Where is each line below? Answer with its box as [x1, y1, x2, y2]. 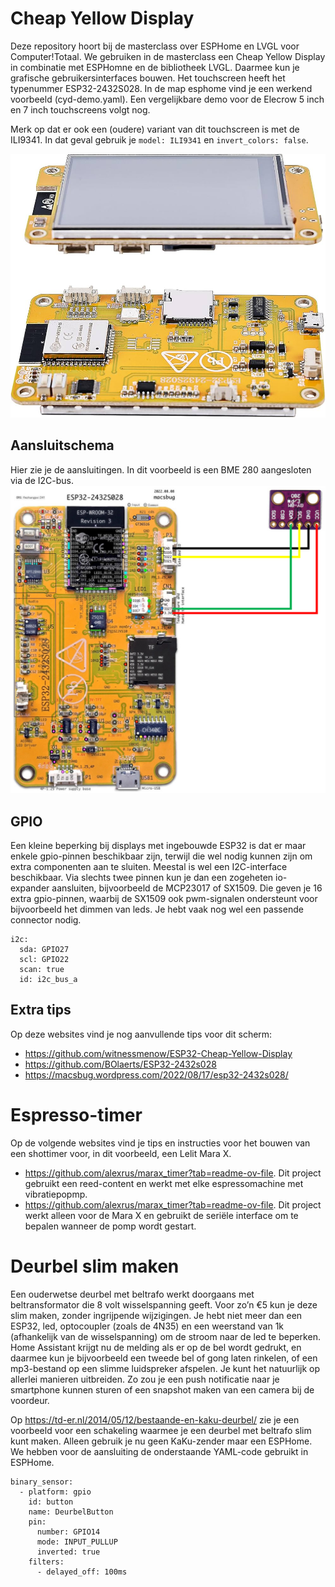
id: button [28, 1497, 74, 1507]
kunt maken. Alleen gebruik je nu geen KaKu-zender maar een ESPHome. [10, 1435, 313, 1447]
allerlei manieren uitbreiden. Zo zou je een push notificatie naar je [10, 1373, 280, 1385]
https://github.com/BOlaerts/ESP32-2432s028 [24, 1058, 217, 1070]
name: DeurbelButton [28, 1507, 114, 1517]
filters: [28, 1557, 65, 1567]
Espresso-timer [10, 1104, 143, 1127]
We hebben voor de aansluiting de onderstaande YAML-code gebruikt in [10, 1445, 309, 1457]
